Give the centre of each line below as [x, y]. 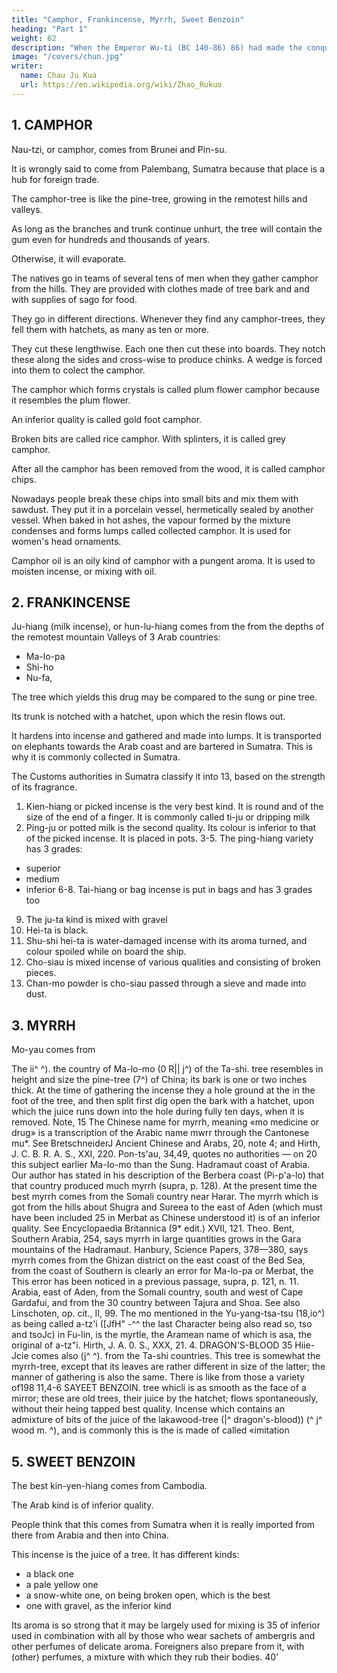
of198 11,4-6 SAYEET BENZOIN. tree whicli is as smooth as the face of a [159, 1388]
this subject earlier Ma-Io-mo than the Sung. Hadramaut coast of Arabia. [161, 1165]
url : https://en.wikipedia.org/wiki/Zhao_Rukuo [121, 85]
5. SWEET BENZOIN [73, 1461]
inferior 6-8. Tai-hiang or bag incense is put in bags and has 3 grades [169, 890]
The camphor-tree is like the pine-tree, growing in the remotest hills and [159, 198]
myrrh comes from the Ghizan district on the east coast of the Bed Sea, [158, 1260]
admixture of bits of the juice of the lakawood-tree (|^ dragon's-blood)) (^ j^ [167, 1420]
